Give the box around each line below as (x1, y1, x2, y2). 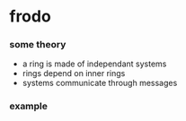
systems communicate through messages (22, 78, 178, 89)
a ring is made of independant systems (22, 58, 167, 69)
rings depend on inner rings (22, 68, 126, 79)
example (9, 100, 48, 113)
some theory (9, 39, 66, 51)
